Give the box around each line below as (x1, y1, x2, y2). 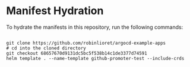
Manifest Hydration (6, 4, 104, 18)
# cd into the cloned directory (6, 45, 86, 51)
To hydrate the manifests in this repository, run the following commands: (6, 24, 183, 31)
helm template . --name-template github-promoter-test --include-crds (6, 55, 185, 61)
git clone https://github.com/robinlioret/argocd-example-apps (6, 40, 166, 46)
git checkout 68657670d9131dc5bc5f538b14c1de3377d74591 (6, 50, 147, 56)
